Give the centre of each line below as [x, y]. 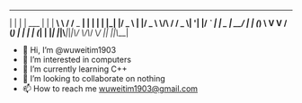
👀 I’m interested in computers [77, 60]
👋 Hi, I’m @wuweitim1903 [69, 50]
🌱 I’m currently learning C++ [75, 69]
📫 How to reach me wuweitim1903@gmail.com [110, 89]
